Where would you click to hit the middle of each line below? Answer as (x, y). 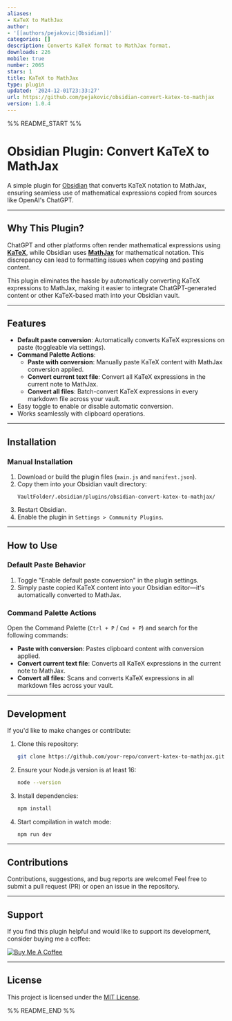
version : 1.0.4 (29, 104)
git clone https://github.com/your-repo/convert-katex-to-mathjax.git (121, 756)
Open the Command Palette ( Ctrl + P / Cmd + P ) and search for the (103, 628)
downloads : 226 (29, 53)
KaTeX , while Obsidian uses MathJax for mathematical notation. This (106, 252)
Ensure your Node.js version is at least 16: (77, 770)
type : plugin (26, 85)
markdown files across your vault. (65, 686)
